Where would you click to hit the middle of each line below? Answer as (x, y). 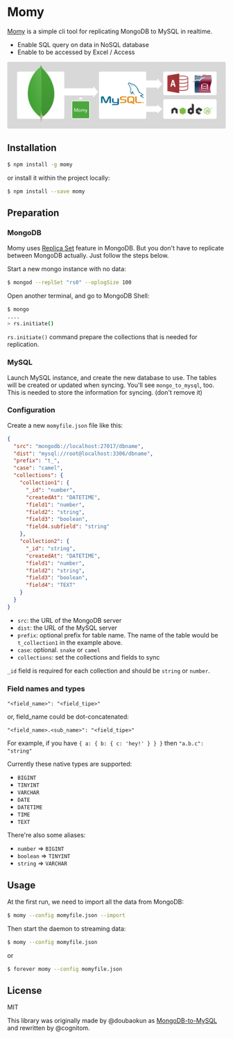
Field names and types (46, 689)
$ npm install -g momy (40, 165)
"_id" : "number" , (51, 490)
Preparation (33, 213)
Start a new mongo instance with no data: (67, 268)
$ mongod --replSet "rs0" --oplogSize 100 (69, 282)
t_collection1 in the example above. (70, 642)
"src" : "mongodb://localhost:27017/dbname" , (79, 446)
